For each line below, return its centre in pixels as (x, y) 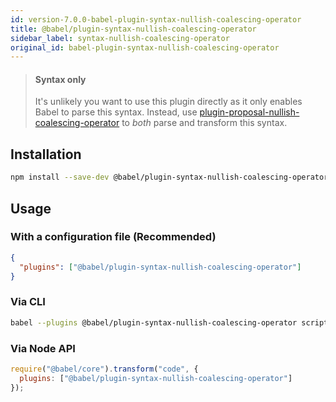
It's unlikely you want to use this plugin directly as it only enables (168, 102)
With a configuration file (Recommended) (113, 237)
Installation (46, 154)
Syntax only (60, 79)
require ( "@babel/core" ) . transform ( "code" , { (104, 369)
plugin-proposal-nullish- (249, 112)
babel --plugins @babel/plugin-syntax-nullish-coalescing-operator (154, 322)
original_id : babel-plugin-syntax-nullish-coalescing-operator (145, 47)
